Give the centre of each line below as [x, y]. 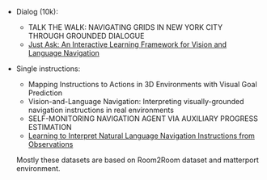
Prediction [45, 93]
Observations [51, 144]
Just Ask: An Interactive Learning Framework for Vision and [127, 44]
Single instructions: [48, 69]
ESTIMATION [50, 127]
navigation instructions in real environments [101, 110]
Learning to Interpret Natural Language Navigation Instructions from [141, 136]
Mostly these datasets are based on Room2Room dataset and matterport [137, 160]
